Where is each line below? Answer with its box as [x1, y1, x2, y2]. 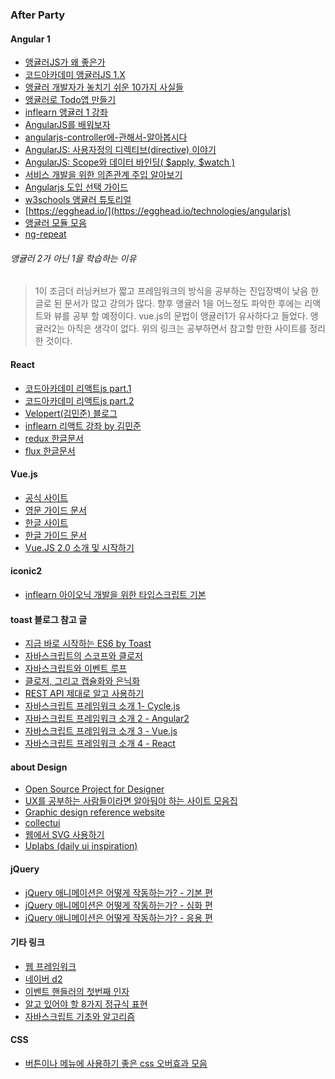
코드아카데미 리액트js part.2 [24, 394, 135, 407]
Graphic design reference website [24, 806, 165, 818]
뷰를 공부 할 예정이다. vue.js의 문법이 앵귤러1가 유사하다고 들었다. [53, 310, 308, 322]
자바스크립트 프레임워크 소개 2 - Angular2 [24, 713, 190, 725]
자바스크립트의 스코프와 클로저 [24, 650, 143, 662]
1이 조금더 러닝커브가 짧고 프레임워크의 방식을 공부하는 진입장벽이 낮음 [34, 285, 309, 297]
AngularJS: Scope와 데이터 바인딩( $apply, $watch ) [24, 156, 236, 168]
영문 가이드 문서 [24, 504, 87, 516]
